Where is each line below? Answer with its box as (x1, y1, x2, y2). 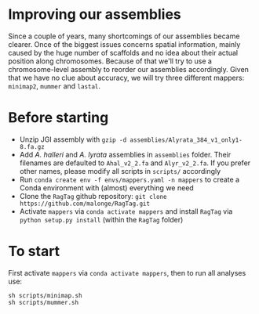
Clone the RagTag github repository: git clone (19, 191, 167, 200)
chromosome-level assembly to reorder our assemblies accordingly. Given (8, 64, 250, 74)
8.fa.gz (19, 143, 45, 150)
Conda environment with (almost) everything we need (19, 182, 194, 193)
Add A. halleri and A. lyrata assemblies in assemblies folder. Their (19, 150, 232, 159)
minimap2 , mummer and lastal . (8, 81, 100, 91)
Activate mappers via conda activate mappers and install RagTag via (19, 206, 233, 216)
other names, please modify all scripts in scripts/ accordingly (19, 166, 221, 175)
